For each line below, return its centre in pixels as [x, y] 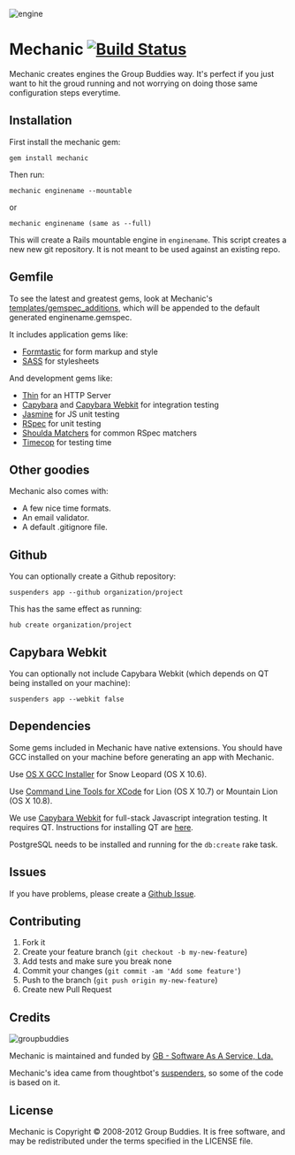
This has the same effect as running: [76, 609]
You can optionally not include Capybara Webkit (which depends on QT [139, 674]
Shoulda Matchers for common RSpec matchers [109, 433]
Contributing [45, 922]
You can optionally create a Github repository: [93, 576]
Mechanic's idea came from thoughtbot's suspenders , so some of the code [147, 1073]
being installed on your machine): [70, 683]
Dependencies [50, 726]
